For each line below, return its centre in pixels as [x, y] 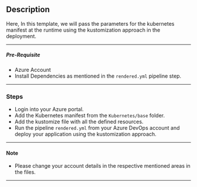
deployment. [21, 36]
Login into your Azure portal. [49, 109]
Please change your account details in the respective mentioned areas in [102, 166]
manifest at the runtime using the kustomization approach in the [83, 30]
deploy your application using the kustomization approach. [85, 134]
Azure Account [33, 70]
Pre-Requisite [23, 55]
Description [28, 10]
